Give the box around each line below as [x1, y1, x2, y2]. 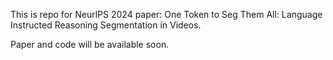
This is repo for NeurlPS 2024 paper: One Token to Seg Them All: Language [10, 9, 323, 20]
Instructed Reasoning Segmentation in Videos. [10, 19, 202, 31]
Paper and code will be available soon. [10, 39, 170, 50]
